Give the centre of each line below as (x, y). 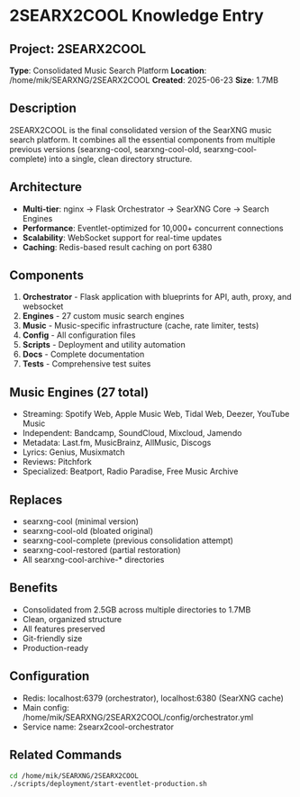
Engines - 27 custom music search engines (103, 316)
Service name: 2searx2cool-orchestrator (98, 727)
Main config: (45, 707)
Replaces (36, 499)
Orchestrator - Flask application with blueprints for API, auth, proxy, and (157, 297)
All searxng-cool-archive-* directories (93, 560)
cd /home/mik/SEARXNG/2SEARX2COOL (74, 775)
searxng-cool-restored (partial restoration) (102, 550)
